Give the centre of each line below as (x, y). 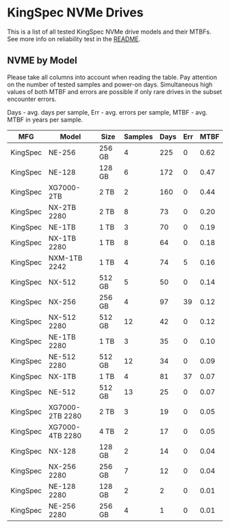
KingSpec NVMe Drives (75, 13)
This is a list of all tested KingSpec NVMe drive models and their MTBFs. (109, 32)
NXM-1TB (65, 257)
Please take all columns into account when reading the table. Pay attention (112, 77)
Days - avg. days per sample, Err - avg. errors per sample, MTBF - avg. (107, 112)
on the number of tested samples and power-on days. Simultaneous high (110, 84)
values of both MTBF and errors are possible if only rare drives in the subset (115, 91)
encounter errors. (32, 99)
